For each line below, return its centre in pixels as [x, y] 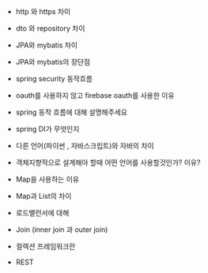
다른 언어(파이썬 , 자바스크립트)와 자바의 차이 [85, 146]
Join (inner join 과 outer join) [62, 230]
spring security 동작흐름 [54, 79]
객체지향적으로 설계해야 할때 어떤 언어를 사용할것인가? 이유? [108, 163]
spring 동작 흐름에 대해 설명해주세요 [72, 112]
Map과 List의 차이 [43, 196]
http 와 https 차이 [43, 11]
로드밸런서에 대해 [42, 213]
